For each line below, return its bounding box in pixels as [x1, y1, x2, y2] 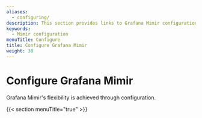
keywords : [6, 25, 31, 32]
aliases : [6, 8, 28, 15]
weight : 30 [6, 48, 34, 54]
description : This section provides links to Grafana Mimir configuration [6, 20, 198, 26]
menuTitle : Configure [6, 37, 61, 43]
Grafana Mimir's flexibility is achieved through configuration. [6, 94, 156, 101]
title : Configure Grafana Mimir [6, 43, 87, 49]
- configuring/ [11, 14, 50, 20]
